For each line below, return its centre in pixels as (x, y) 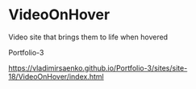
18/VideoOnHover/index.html (56, 76)
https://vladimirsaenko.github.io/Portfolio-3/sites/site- (98, 68)
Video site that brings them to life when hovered (88, 37)
